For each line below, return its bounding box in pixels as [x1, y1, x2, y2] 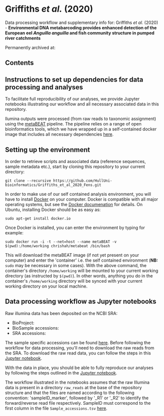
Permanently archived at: [5, 44, 56, 50]
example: [5, 229, 23, 235]
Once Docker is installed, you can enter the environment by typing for [5, 225, 145, 230]
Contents [5, 59, 34, 67]
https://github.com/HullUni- [53, 178, 112, 183]
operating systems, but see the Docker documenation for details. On [5, 201, 143, 207]
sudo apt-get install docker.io [5, 216, 71, 221]
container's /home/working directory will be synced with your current [5, 278, 143, 284]
